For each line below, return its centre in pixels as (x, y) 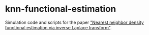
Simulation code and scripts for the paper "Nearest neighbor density (74, 22)
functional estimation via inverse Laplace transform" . (59, 27)
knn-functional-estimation (61, 9)
